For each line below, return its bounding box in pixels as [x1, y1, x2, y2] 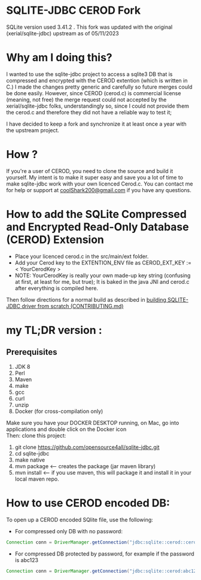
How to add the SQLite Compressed [6, 208, 187, 221]
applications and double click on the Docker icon [6, 426, 127, 433]
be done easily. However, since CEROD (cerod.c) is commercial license [6, 89, 181, 96]
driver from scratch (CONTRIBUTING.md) [22, 302, 124, 309]
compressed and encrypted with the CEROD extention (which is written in [6, 77, 188, 84]
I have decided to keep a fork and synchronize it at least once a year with [6, 120, 187, 127]
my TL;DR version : [6, 323, 103, 337]
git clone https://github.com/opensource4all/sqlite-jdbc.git [14, 444, 160, 451]
